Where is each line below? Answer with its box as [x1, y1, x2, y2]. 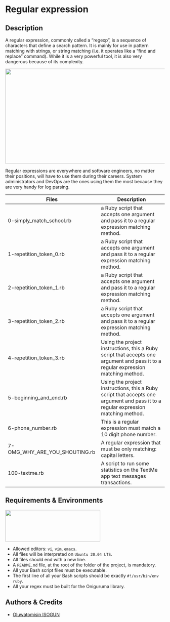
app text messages [101, 473, 146, 479]
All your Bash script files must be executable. [12, 567, 107, 573]
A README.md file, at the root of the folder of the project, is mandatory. [12, 562, 156, 568]
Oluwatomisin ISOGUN [12, 611, 60, 617]
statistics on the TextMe [101, 467, 158, 473]
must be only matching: [101, 445, 157, 452]
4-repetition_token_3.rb [8, 354, 65, 361]
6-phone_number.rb [8, 425, 57, 431]
